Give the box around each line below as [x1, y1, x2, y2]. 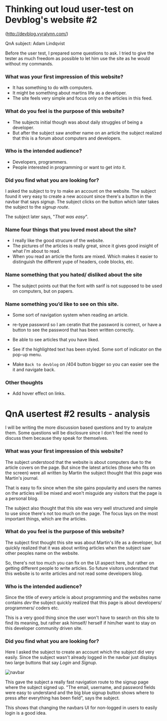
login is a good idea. [5, 710, 47, 716]
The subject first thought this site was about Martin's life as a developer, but [5, 539, 162, 545]
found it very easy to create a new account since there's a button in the [5, 194, 152, 200]
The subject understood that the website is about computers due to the [5, 459, 152, 465]
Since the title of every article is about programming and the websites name [5, 594, 161, 600]
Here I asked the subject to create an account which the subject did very [5, 649, 155, 655]
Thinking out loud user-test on [5, 4, 134, 15]
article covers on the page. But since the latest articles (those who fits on [5, 464, 156, 470]
